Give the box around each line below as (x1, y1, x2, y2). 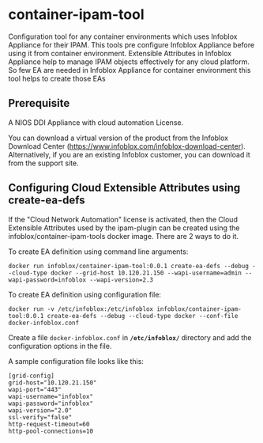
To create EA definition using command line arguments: (8, 247, 189, 256)
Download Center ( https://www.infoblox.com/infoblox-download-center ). (8, 141, 246, 151)
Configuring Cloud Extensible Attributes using (8, 181, 241, 195)
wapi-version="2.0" (8, 406, 73, 415)
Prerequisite (8, 97, 70, 110)
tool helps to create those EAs (8, 74, 107, 83)
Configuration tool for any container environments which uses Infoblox (8, 32, 238, 41)
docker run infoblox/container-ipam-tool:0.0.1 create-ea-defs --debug (8, 262, 249, 270)
